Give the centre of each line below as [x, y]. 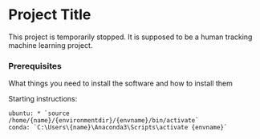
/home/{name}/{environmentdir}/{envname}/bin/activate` [104, 121]
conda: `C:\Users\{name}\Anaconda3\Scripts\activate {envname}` [118, 128]
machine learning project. [51, 45]
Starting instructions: [43, 99]
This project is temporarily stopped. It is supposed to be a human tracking [130, 37]
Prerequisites [35, 66]
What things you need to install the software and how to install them [120, 83]
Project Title [50, 15]
